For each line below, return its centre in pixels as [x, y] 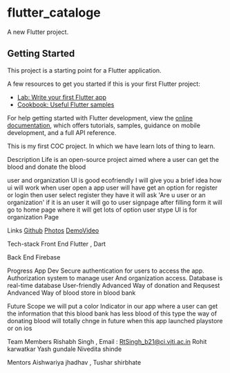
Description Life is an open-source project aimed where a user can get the [113, 159]
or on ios [20, 328]
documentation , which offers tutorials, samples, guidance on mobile [104, 125]
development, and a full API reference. [62, 132]
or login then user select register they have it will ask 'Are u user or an [106, 194]
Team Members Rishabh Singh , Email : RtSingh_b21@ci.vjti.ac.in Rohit [107, 341]
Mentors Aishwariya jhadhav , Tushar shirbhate [74, 362]
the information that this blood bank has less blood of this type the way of [112, 313]
